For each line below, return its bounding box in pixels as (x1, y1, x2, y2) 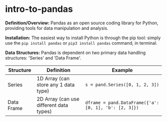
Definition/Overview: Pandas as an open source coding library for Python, (5, 20, 159, 26)
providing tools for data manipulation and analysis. (5, 25, 108, 31)
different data (36, 102, 69, 109)
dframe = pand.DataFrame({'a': (85, 100, 160, 105)
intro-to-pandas (5, 3, 73, 15)
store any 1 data (36, 81, 75, 88)
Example (111, 66, 133, 73)
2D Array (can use (36, 95, 80, 102)
